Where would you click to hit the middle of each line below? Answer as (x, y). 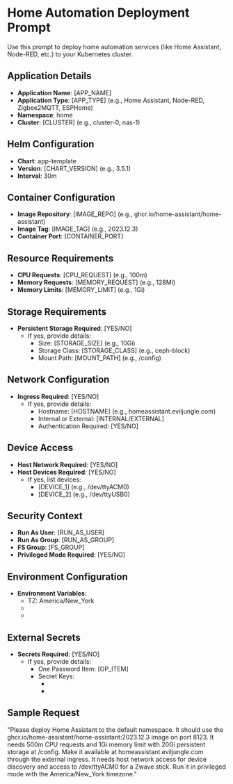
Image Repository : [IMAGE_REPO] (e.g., (75, 214)
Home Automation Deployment (98, 13)
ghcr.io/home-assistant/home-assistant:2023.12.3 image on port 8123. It (111, 737)
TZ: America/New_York (61, 601)
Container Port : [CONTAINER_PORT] (70, 236)
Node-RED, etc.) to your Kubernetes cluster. (70, 54)
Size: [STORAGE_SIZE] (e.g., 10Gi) (87, 343)
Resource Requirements (61, 258)
